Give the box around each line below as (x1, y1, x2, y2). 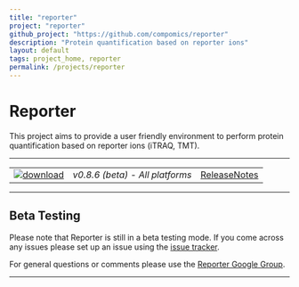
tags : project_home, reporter (9, 54, 122, 63)
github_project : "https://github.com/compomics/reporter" (9, 29, 229, 38)
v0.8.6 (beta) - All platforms (72, 168, 192, 181)
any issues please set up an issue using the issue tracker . (9, 242, 220, 252)
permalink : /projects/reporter (9, 63, 125, 72)
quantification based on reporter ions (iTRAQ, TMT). (9, 140, 200, 151)
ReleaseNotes (199, 168, 259, 181)
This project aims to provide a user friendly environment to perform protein (9, 130, 285, 141)
